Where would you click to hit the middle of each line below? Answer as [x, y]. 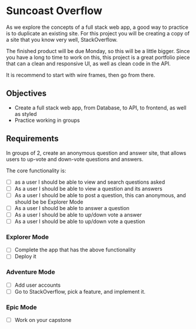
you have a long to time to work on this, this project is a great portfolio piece [98, 57]
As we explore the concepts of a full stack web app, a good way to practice [97, 27]
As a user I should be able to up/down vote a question [80, 221]
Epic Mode [21, 307]
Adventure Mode [31, 272]
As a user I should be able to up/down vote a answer [78, 215]
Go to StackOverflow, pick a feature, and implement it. [80, 291]
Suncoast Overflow [54, 11]
